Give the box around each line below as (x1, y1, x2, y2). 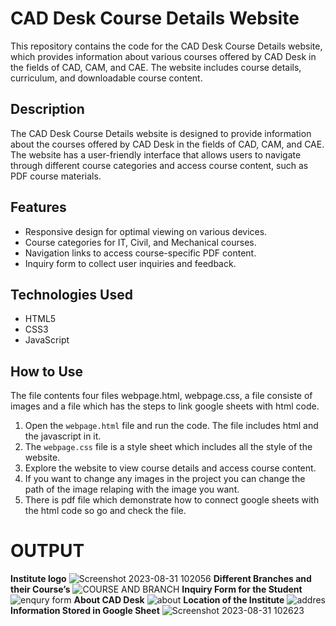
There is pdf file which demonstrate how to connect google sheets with (24, 494, 320, 506)
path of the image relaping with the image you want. (24, 483, 240, 496)
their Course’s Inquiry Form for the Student (10, 583, 303, 596)
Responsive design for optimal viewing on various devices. (24, 225, 268, 237)
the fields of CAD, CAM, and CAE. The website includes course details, (10, 61, 302, 73)
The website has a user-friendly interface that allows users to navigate (10, 148, 302, 161)
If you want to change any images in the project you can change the (24, 473, 306, 485)
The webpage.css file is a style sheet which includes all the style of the (24, 441, 313, 453)
